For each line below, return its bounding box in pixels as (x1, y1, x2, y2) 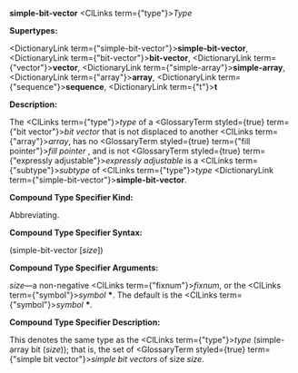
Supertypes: (9, 25, 58, 35)
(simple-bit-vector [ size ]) (9, 245, 104, 255)
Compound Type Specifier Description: (9, 317, 161, 328)
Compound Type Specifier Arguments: (9, 262, 159, 273)
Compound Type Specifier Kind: (9, 192, 134, 202)
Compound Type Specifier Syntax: (9, 227, 143, 238)
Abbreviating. (9, 210, 60, 221)
